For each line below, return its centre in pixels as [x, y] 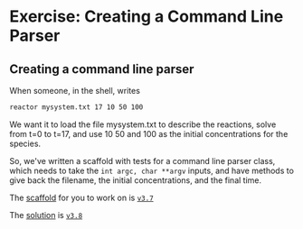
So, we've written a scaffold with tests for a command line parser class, [142, 160]
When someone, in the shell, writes [75, 91]
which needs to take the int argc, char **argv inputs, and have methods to [151, 170]
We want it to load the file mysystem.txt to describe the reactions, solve [143, 124]
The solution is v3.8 [46, 215]
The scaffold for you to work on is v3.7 [81, 197]
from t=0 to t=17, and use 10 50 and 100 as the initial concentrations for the [149, 133]
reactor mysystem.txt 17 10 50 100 [76, 107]
